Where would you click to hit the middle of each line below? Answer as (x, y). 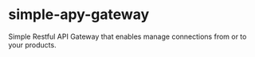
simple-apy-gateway (79, 15)
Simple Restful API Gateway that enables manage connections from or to (127, 36)
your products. (33, 44)
